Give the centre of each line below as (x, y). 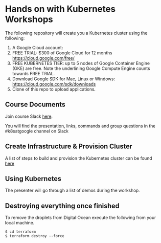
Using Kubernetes (33, 179)
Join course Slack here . (29, 116)
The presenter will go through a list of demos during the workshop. (73, 190)
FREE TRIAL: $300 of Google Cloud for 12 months (62, 53)
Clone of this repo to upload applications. (54, 89)
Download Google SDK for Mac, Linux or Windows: (63, 79)
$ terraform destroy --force (35, 236)
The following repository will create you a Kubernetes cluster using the (76, 33)
